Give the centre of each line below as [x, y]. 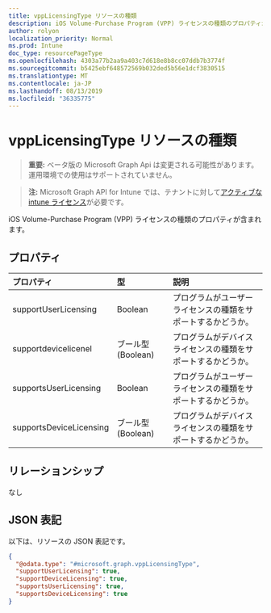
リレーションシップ [56, 471]
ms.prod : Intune [35, 46]
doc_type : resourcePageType [56, 53]
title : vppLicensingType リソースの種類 [73, 16]
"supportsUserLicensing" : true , [70, 586]
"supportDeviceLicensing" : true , [72, 579]
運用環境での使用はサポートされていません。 [102, 175]
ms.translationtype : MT [48, 76]
